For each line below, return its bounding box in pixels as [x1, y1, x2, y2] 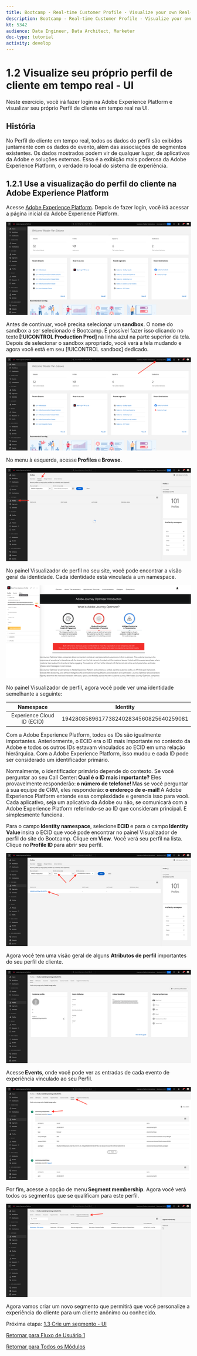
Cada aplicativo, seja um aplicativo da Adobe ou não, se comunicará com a [6, 798, 188, 806]
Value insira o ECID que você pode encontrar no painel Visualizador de [6, 829, 178, 836]
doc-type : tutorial [6, 34, 54, 40]
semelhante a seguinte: [6, 690, 63, 697]
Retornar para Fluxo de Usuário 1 [6, 1332, 86, 1339]
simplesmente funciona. [6, 811, 64, 818]
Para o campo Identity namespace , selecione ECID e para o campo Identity [6, 822, 189, 829]
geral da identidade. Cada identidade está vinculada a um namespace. [6, 573, 176, 580]
